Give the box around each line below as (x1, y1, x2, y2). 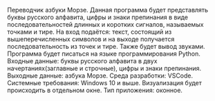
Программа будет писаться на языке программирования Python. (7, 49, 200, 58)
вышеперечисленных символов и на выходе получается (7, 35, 175, 43)
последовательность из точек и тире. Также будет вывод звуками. (7, 43, 205, 50)
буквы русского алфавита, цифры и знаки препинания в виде (7, 13, 189, 21)
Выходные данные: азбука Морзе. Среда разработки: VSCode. (7, 71, 194, 80)
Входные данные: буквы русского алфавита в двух (7, 57, 158, 65)
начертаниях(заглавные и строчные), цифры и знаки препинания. (7, 65, 202, 72)
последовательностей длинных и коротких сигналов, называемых (7, 21, 204, 28)
